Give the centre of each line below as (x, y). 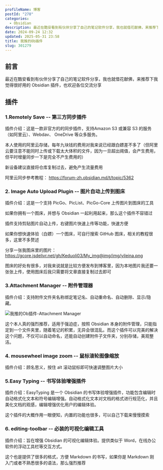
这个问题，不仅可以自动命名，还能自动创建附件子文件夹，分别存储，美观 (77, 336)
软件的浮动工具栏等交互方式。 (35, 446)
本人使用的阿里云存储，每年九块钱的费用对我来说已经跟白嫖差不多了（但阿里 (81, 145)
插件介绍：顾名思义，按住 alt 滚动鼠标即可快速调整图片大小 (64, 368)
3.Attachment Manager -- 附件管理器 (49, 285)
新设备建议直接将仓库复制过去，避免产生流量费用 (54, 168)
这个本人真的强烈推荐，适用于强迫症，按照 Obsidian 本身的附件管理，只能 (79, 324)
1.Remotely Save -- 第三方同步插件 (46, 117)
